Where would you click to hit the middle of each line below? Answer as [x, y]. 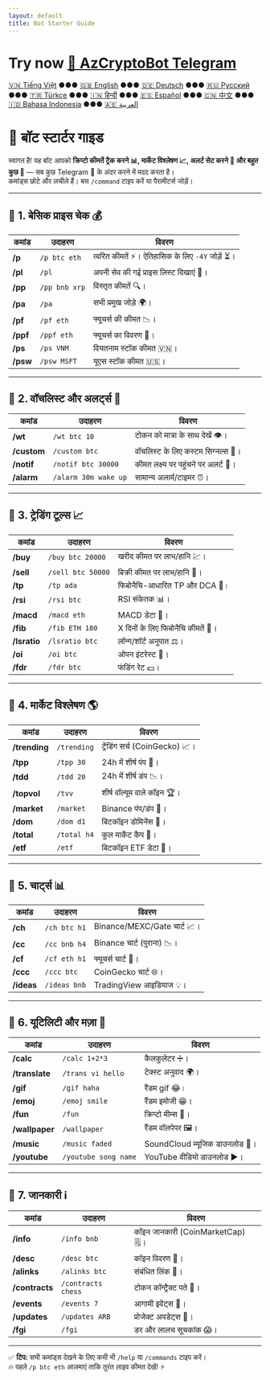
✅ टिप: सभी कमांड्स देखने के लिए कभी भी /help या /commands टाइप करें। [107, 1357]
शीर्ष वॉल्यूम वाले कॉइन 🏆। [141, 792]
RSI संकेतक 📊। [144, 598]
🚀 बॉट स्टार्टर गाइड [56, 137]
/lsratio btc [73, 641]
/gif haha [81, 1088]
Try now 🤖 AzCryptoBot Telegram [123, 63]
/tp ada [63, 585]
